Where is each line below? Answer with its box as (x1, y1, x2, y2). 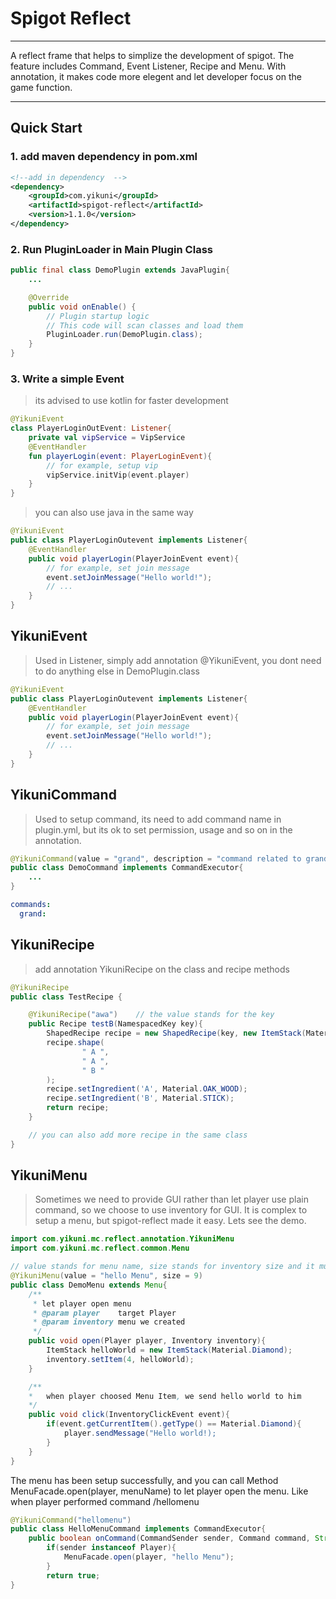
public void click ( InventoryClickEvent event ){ (28, 1410, 230, 1420)
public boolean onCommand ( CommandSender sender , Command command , (28, 1533, 311, 1544)
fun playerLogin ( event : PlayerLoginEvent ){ (28, 451, 213, 461)
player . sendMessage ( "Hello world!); (63, 1428, 217, 1439)
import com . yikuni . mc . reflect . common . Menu (10, 1243, 190, 1254)
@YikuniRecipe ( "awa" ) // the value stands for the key (28, 1010, 275, 1020)
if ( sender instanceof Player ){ (46, 1543, 177, 1553)
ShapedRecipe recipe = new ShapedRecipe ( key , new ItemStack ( (46, 1028, 307, 1039)
